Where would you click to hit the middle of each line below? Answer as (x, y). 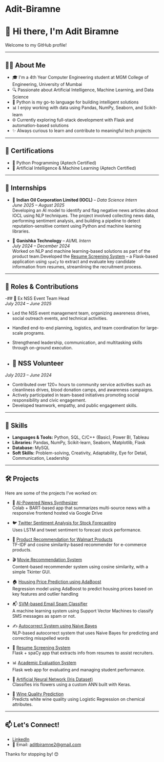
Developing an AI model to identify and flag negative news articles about (85, 210)
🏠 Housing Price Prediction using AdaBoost (57, 581)
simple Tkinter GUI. (31, 572)
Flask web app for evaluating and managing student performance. (79, 670)
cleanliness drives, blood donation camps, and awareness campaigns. (83, 390)
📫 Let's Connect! (32, 725)
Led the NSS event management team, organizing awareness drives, (81, 313)
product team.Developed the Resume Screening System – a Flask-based (85, 256)
